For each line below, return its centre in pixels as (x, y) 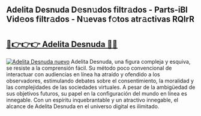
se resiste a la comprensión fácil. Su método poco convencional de (89, 68)
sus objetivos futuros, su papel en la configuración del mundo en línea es (97, 93)
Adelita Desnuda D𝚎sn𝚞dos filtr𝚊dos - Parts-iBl (97, 10)
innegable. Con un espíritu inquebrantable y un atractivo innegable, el (92, 100)
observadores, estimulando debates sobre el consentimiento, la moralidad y (100, 81)
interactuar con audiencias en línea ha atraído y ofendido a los (83, 74)
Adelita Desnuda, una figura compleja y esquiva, (131, 62)
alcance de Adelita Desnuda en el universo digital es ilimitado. (83, 106)
